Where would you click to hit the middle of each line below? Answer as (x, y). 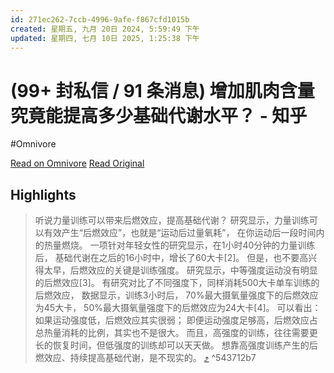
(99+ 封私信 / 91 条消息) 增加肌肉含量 (162, 90)
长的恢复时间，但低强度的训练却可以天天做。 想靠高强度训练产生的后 (176, 345)
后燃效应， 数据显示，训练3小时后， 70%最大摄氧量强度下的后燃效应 (176, 295)
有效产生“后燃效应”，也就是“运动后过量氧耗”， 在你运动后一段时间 (180, 233)
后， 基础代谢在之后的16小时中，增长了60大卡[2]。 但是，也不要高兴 (176, 258)
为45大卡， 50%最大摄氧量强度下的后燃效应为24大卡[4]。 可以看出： (178, 308)
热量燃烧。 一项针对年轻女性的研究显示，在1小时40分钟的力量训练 (179, 245)
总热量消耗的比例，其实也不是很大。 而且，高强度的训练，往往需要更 (176, 333)
